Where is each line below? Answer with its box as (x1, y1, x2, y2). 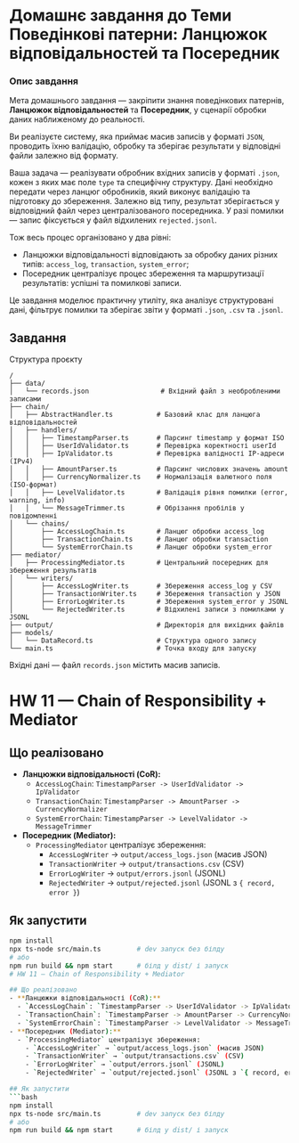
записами (9, 395, 42, 404)
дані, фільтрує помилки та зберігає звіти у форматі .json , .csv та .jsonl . (9, 305, 284, 315)
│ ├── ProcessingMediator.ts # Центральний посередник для (9, 559, 269, 567)
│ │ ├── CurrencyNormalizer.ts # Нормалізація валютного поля (9, 473, 273, 482)
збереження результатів (9, 567, 98, 576)
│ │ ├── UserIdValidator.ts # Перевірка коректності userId (9, 442, 277, 451)
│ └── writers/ (9, 574, 74, 584)
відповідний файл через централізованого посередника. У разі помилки (9, 206, 285, 216)
